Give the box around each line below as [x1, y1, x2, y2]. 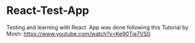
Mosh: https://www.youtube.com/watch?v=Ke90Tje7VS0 [6, 30, 151, 37]
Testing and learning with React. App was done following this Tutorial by [6, 24, 189, 31]
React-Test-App [6, 4, 90, 18]
